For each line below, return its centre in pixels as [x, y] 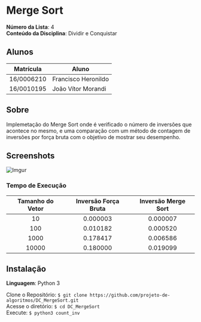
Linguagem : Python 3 [33, 283]
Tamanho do [36, 201]
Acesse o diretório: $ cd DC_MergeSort [53, 306]
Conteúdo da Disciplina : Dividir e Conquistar [62, 33]
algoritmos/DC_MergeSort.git [42, 300]
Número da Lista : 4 [30, 27]
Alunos [20, 52]
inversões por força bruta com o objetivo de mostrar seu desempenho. [93, 137]
